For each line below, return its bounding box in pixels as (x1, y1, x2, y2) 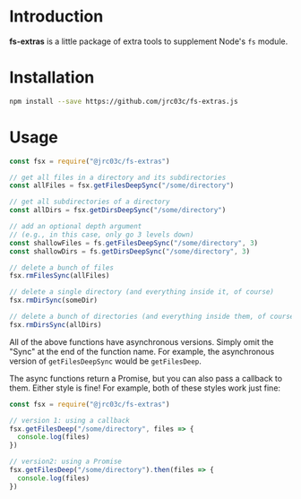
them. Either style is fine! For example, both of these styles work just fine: (9, 383, 280, 393)
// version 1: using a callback (9, 416, 130, 425)
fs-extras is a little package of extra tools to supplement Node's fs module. (9, 36, 288, 47)
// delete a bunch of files (9, 262, 115, 272)
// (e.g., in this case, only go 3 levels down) (9, 230, 194, 239)
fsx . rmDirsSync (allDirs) (9, 320, 102, 329)
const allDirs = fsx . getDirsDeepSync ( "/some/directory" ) (9, 206, 227, 215)
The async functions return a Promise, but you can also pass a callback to (9, 373, 283, 383)
